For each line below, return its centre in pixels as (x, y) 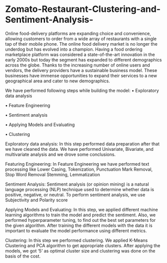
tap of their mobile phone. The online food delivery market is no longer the (81, 44)
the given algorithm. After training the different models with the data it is (79, 225)
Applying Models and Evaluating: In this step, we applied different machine (82, 209)
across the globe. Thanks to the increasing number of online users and (78, 65)
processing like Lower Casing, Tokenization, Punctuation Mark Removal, (79, 169)
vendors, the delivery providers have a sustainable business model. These (81, 70)
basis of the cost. (23, 256)
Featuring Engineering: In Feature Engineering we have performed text (77, 164)
